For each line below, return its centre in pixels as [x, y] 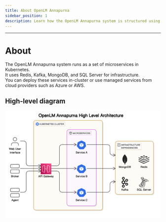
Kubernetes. [18, 70]
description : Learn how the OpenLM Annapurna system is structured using [83, 21]
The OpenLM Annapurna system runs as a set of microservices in [72, 64]
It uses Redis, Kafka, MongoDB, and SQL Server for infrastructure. [72, 75]
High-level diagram [35, 101]
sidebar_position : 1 [26, 16]
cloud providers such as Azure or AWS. [45, 85]
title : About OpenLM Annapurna [37, 10]
